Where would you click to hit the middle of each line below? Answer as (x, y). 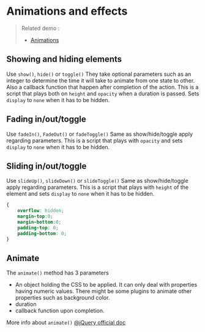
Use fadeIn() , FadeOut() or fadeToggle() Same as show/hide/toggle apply (100, 134)
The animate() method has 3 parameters (58, 273)
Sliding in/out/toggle (47, 166)
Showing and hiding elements (64, 59)
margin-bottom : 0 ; (39, 222)
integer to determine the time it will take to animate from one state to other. (101, 80)
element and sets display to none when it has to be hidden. (80, 194)
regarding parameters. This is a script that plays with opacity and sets (95, 140)
